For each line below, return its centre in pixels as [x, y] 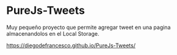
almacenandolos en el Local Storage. [53, 33]
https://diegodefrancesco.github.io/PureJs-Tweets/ [71, 45]
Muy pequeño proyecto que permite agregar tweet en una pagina [88, 27]
